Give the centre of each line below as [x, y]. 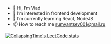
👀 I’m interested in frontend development [55, 13]
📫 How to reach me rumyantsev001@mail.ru [59, 24]
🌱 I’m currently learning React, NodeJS [53, 18]
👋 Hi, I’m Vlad [26, 8]
